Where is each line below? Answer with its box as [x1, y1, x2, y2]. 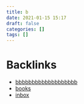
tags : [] [6, 32, 29, 38]
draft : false [6, 20, 40, 26]
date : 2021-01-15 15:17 [6, 15, 67, 21]
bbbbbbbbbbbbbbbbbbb [15, 78, 78, 86]
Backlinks [6, 58, 57, 72]
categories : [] [6, 26, 45, 32]
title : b [6, 9, 29, 15]
